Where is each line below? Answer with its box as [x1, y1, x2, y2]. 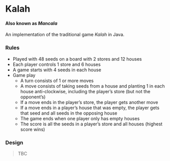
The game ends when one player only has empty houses [20, 115, 140, 121]
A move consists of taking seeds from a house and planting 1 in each [20, 83, 165, 89]
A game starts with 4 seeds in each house [12, 67, 102, 73]
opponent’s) [20, 94, 46, 100]
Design [5, 139, 23, 146]
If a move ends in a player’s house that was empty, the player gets [20, 104, 160, 111]
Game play [12, 72, 36, 78]
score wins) [20, 126, 45, 132]
